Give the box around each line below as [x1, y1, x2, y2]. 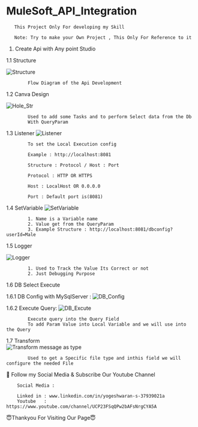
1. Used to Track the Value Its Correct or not [28, 265, 149, 271]
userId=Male [6, 231, 36, 238]
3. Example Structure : [28, 226, 87, 232]
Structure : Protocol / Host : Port [28, 162, 119, 168]
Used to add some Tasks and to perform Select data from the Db [28, 114, 192, 120]
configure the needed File [6, 360, 74, 366]
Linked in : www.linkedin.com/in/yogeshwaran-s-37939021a [17, 393, 165, 399]
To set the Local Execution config [28, 141, 117, 147]
